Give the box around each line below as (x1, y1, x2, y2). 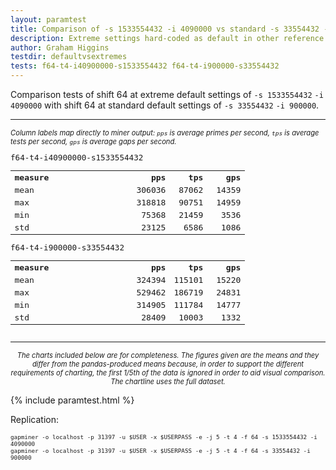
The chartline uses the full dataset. (110, 377, 226, 387)
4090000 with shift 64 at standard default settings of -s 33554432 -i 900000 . (10, 99, 320, 111)
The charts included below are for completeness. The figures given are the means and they (16, 351, 320, 361)
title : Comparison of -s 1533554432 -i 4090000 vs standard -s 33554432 (10, 24, 320, 34)
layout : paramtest (10, 14, 87, 25)
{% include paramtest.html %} (10, 394, 135, 406)
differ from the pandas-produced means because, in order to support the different (31, 359, 305, 370)
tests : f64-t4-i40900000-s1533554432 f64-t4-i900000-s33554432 (10, 61, 280, 71)
